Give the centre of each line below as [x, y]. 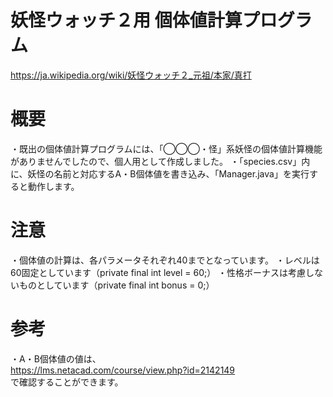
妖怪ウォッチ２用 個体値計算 [126, 20]
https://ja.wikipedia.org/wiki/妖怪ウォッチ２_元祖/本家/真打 [131, 75]
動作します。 [53, 186]
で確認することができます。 [67, 382]
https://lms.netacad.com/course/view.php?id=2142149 [123, 370]
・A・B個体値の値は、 [56, 358]
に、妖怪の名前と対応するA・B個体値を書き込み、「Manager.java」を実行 [160, 173]
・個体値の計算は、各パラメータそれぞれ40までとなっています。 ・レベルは [165, 260]
